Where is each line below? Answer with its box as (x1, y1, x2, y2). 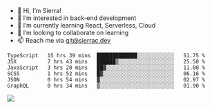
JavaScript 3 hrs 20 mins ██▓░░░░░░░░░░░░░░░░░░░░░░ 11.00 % (7, 64, 206, 71)
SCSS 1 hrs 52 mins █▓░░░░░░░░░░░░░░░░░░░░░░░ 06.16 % (7, 70, 206, 77)
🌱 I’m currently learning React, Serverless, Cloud (17, 21, 156, 29)
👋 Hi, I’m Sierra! (17, 7, 62, 14)
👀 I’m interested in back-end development (17, 14, 137, 22)
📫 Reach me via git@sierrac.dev (17, 37, 111, 44)
